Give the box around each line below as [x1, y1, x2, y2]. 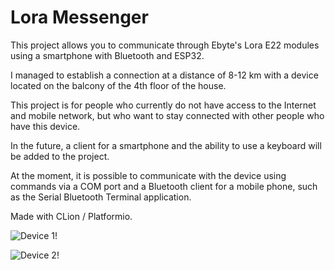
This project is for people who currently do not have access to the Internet [10, 99, 317, 111]
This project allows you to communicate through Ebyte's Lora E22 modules [10, 39, 320, 51]
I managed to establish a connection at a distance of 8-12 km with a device [10, 69, 319, 81]
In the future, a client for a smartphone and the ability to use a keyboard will [10, 139, 322, 151]
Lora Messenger [10, 6, 149, 29]
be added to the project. [10, 150, 110, 162]
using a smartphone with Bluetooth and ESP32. [10, 49, 205, 61]
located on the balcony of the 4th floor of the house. [10, 79, 227, 91]
